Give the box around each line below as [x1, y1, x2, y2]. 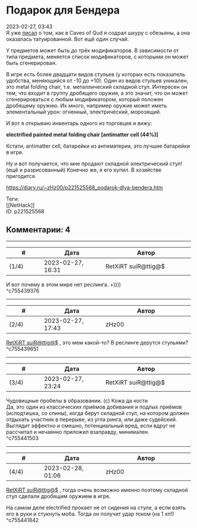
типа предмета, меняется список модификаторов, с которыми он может [6, 53, 189, 60]
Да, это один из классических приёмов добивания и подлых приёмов [6, 403, 182, 410]
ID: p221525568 [6, 208, 45, 215]
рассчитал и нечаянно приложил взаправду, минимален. [6, 428, 150, 435]
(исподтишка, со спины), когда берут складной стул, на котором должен [6, 409, 189, 416]
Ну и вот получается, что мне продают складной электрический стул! [6, 160, 183, 167]
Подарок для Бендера [6, 4, 120, 17]
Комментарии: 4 [6, 225, 71, 235]
